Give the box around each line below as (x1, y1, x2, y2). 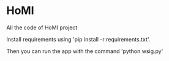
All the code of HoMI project (6, 24, 78, 31)
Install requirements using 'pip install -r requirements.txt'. (6, 35, 151, 43)
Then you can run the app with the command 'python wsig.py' (6, 47, 163, 55)
